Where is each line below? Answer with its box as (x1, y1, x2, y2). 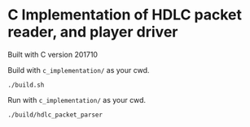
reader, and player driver (7, 23, 178, 41)
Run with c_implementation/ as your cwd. (7, 95, 146, 104)
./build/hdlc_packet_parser (7, 111, 103, 119)
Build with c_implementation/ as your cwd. (7, 65, 150, 74)
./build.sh (7, 81, 45, 89)
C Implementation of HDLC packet (7, 6, 242, 24)
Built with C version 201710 (7, 49, 99, 59)
